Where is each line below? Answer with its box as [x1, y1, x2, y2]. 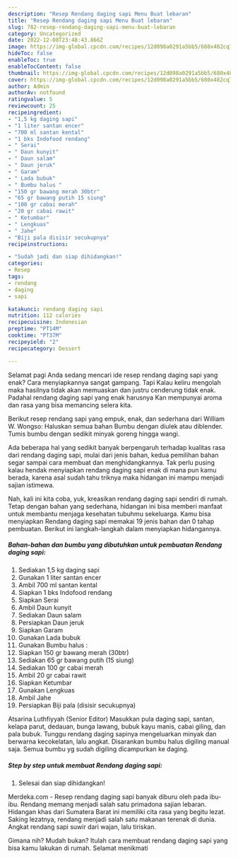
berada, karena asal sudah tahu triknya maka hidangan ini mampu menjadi [8, 473, 225, 482]
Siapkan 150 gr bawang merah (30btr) [18, 649, 129, 657]
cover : [8, 76, 28, 83]
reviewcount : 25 [8, 103, 56, 110]
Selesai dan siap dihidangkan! [18, 779, 105, 787]
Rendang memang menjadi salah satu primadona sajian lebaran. [20, 800, 207, 808]
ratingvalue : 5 [8, 96, 53, 103]
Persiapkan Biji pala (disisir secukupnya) [18, 701, 136, 709]
